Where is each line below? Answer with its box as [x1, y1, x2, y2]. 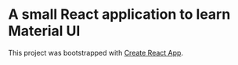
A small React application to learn [8, 5, 231, 23]
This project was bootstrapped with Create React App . [8, 48, 184, 57]
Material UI [8, 22, 81, 40]
